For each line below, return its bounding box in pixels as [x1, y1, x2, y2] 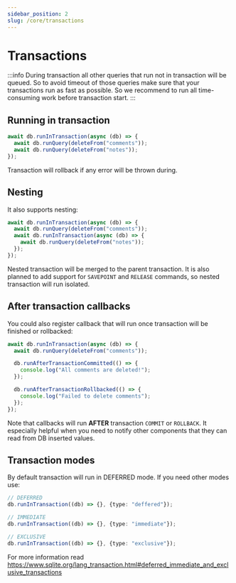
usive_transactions [7, 567, 63, 576]
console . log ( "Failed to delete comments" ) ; [20, 392, 151, 400]
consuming [7, 94, 41, 102]
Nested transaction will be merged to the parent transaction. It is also [7, 264, 210, 273]
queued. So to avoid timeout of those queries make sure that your [7, 79, 200, 87]
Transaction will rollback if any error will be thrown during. [7, 165, 178, 174]
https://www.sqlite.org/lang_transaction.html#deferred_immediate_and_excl [7, 560, 229, 569]
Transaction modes [7, 454, 95, 466]
